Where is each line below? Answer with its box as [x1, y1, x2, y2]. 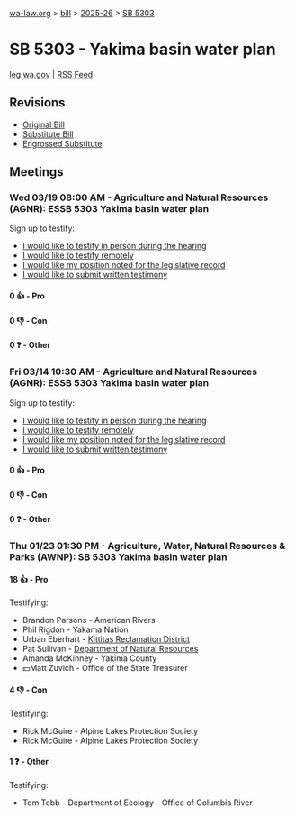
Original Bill [22, 119, 66, 130]
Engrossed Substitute [22, 138, 103, 149]
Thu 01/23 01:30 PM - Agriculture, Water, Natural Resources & [9, 540, 286, 553]
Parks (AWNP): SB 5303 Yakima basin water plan [9, 551, 228, 564]
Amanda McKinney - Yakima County [22, 653, 157, 664]
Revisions [9, 95, 66, 111]
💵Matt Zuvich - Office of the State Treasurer [22, 663, 189, 674]
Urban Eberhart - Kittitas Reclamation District [22, 634, 191, 645]
